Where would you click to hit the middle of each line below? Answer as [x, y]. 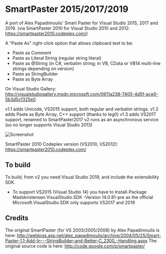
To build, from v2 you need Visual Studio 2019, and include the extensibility [82, 177]
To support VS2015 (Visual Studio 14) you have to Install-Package [80, 192]
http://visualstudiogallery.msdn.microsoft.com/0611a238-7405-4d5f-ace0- [82, 94]
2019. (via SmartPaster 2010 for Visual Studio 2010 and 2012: [68, 28]
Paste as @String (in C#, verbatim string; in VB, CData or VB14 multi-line [86, 63]
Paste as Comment [32, 53]
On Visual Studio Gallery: [31, 88]
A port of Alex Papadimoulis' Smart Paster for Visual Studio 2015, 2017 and [82, 23]
